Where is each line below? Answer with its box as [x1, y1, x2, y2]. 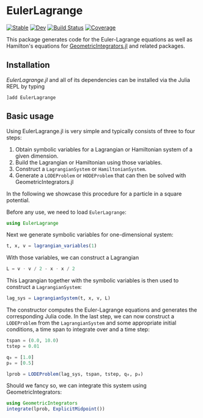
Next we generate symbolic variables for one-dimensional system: [6, 231, 174, 238]
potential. [6, 196, 31, 204]
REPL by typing [6, 82, 45, 90]
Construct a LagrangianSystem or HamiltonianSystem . [15, 165, 147, 172]
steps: [6, 134, 22, 141]
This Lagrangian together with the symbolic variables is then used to [6, 277, 179, 284]
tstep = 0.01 [6, 343, 40, 349]
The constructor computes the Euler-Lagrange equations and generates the [6, 306, 197, 313]
